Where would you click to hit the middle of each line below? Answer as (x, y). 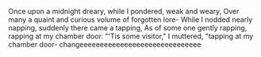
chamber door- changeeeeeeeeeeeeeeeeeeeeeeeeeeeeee (105, 45)
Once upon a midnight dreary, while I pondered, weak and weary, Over (124, 11)
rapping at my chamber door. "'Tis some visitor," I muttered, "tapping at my (131, 36)
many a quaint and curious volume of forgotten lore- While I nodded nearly (130, 20)
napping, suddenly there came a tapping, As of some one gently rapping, (128, 28)
